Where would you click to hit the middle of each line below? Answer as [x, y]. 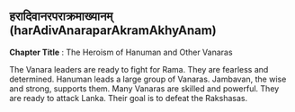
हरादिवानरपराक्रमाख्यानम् [61, 17]
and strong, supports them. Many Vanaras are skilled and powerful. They [144, 88]
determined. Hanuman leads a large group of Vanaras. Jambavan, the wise [148, 79]
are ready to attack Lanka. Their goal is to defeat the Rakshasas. [129, 98]
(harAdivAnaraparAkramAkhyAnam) [113, 31]
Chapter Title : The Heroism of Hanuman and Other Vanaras [121, 52]
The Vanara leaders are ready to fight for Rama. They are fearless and [139, 69]
